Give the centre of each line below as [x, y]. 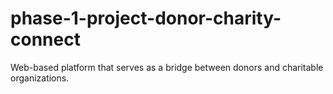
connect [45, 39]
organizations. [40, 78]
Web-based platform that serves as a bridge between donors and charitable [167, 67]
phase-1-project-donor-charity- [146, 18]
